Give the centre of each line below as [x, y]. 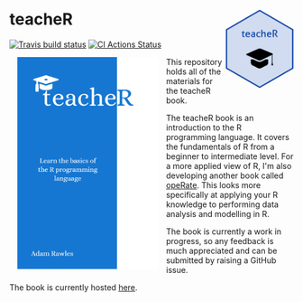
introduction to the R [204, 127]
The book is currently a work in [224, 231]
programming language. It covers [228, 137]
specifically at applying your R [222, 194]
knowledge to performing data [223, 204]
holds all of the [194, 71]
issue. [177, 269]
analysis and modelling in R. [218, 213]
